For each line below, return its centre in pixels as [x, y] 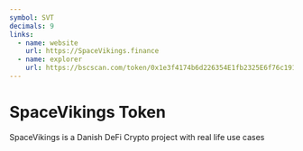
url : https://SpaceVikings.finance [92, 51]
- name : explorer [50, 59]
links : [22, 34]
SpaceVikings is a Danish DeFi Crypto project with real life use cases [137, 137]
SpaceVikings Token [88, 112]
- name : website [48, 43]
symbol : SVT [32, 18]
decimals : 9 [32, 26]
